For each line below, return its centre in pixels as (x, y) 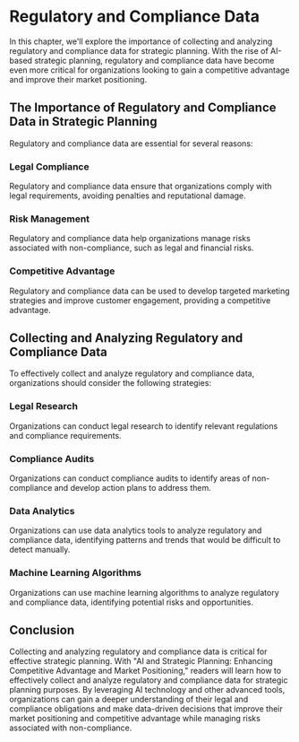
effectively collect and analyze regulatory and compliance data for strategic (149, 680)
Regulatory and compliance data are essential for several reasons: (131, 143)
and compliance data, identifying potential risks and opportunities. (131, 602)
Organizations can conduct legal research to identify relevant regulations (144, 426)
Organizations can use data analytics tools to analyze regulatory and (136, 530)
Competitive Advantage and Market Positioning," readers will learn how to (145, 671)
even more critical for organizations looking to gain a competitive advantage (149, 70)
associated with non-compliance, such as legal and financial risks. (132, 248)
